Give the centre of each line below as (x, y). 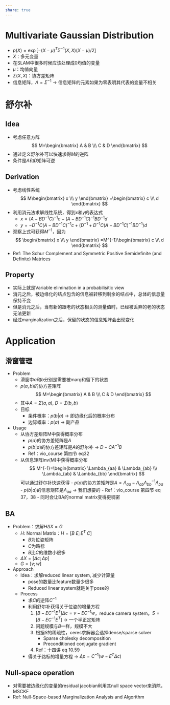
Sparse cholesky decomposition (77, 638)
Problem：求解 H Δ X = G (38, 527)
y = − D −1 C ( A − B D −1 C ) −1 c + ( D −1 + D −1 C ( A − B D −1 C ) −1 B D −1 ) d (83, 225)
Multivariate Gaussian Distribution (80, 35)
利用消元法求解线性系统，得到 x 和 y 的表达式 (58, 212)
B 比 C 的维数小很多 (47, 552)
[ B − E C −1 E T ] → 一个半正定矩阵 (68, 619)
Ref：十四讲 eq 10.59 (58, 650)
